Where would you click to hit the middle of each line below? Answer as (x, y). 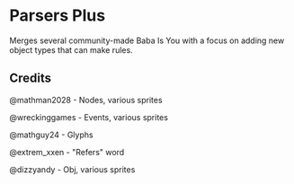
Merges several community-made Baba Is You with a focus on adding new (147, 40)
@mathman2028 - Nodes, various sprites (86, 100)
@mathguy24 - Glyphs (51, 135)
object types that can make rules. (71, 49)
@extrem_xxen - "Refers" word (67, 152)
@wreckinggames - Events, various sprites (89, 117)
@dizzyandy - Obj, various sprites (72, 169)
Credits (31, 79)
